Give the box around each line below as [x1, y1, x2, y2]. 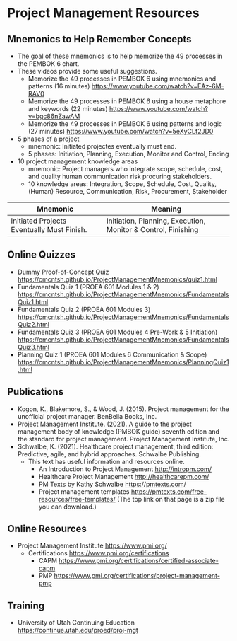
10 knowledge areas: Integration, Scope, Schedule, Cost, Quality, [28, 180, 217, 188]
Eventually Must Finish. [11, 225, 87, 234]
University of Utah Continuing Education [17, 618, 135, 627]
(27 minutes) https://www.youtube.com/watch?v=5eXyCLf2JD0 [28, 127, 214, 135]
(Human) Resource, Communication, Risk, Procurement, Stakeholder [28, 187, 228, 195]
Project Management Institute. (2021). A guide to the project [17, 420, 192, 428]
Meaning [151, 204, 182, 214]
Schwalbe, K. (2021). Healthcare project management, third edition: [17, 442, 214, 451]
